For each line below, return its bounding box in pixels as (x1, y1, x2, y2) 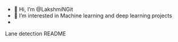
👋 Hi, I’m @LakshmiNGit (13, 6, 73, 13)
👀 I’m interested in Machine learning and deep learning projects (13, 12, 173, 19)
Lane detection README (5, 30, 67, 37)
